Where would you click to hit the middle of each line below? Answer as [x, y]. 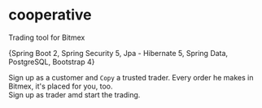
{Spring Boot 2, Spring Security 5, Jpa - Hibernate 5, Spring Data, [118, 53]
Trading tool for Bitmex [47, 37]
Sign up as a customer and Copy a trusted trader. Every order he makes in [131, 77]
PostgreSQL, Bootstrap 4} [52, 62]
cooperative [50, 15]
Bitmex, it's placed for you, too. [61, 86]
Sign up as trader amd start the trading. [74, 94]
